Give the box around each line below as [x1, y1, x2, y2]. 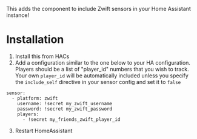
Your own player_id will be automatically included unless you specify [15, 72, 189, 79]
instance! [6, 11, 30, 19]
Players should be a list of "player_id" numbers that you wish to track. [15, 65, 189, 73]
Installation [6, 33, 64, 47]
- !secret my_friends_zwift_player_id [22, 116, 121, 123]
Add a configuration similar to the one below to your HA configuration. [15, 59, 191, 66]
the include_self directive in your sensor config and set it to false [15, 78, 181, 85]
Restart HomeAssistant [15, 127, 73, 134]
